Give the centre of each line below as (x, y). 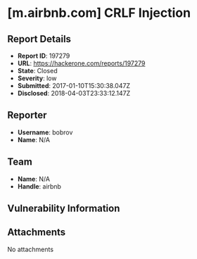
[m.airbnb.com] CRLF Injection (99, 13)
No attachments (31, 249)
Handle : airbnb (39, 186)
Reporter (27, 115)
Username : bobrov (45, 132)
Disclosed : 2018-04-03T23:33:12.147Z (74, 93)
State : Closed (37, 71)
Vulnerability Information (64, 209)
